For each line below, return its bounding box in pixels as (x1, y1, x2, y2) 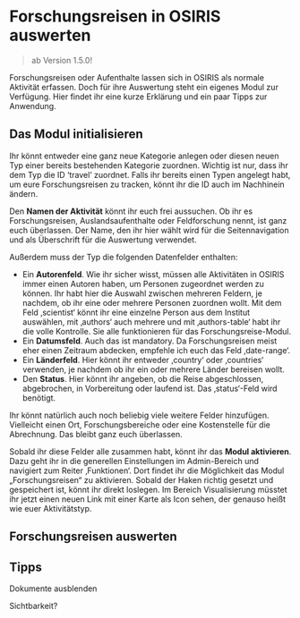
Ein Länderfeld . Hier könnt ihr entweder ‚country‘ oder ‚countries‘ (21, 354, 264, 365)
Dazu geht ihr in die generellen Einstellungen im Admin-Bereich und (9, 455, 260, 466)
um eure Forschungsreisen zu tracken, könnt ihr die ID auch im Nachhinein (9, 179, 285, 190)
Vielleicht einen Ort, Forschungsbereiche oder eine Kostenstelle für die (9, 419, 270, 430)
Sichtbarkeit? (9, 600, 58, 611)
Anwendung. (9, 100, 56, 111)
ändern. (9, 188, 39, 199)
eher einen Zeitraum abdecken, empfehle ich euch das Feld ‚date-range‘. (21, 344, 291, 355)
